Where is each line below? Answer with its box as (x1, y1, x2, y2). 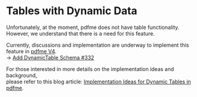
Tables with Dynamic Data (6, 4, 138, 18)
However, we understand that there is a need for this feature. (6, 30, 155, 37)
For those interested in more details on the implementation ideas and (6, 65, 174, 72)
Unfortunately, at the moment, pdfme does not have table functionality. (6, 24, 180, 31)
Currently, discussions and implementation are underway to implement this (6, 41, 189, 48)
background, (6, 72, 37, 79)
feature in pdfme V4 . (6, 47, 57, 54)
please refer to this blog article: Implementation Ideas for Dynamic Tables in (6, 78, 191, 85)
